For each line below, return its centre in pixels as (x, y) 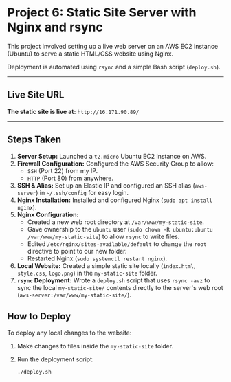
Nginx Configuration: (48, 214)
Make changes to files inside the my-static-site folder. (95, 346)
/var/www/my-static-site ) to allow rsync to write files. (103, 236)
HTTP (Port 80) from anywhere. (70, 178)
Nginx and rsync (55, 27)
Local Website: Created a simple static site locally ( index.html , (106, 265)
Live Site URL (36, 95)
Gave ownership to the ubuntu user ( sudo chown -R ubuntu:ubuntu (120, 229)
